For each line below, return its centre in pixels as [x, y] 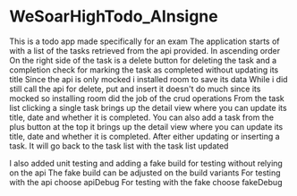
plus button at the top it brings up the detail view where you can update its [146, 126]
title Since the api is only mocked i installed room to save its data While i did [148, 79]
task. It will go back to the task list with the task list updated [119, 146]
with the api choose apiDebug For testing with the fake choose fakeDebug [146, 182]
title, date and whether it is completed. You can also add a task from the [142, 117]
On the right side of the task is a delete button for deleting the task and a [143, 60]
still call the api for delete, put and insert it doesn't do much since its [135, 89]
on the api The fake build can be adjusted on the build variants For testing [145, 173]
